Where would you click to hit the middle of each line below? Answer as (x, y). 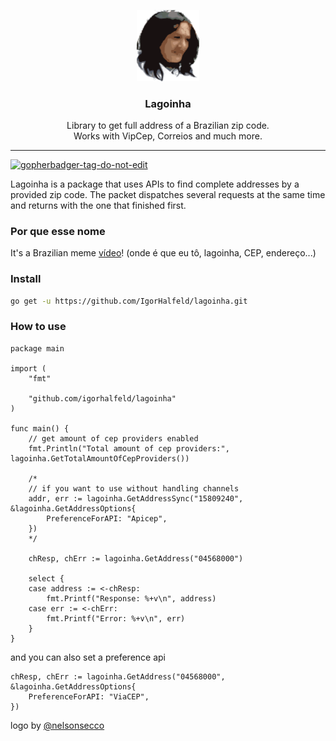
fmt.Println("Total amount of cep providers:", (129, 448)
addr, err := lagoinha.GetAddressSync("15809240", (136, 498)
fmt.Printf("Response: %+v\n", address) (131, 598)
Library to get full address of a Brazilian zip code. (168, 126)
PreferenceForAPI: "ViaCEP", (89, 696)
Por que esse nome (58, 232)
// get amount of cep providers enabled (113, 438)
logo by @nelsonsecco (57, 725)
